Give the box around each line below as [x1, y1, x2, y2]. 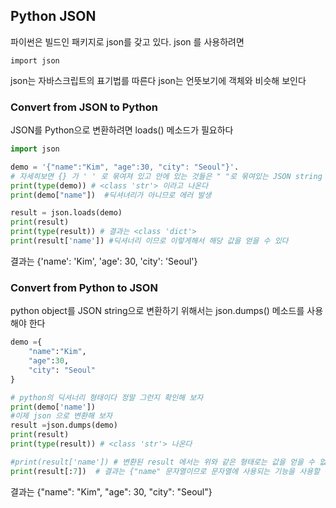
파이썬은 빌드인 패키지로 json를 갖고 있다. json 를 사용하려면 [10, 35, 245, 48]
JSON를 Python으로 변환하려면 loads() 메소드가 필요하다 [10, 124, 234, 136]
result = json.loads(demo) [10, 208, 123, 218]
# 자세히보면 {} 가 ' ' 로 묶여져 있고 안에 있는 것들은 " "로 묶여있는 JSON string [10, 171, 323, 181]
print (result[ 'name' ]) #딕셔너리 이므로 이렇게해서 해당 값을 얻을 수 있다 [10, 236, 289, 246]
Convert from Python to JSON [10, 280, 158, 294]
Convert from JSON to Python [10, 100, 158, 114]
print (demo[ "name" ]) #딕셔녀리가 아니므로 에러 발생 [10, 190, 212, 200]
